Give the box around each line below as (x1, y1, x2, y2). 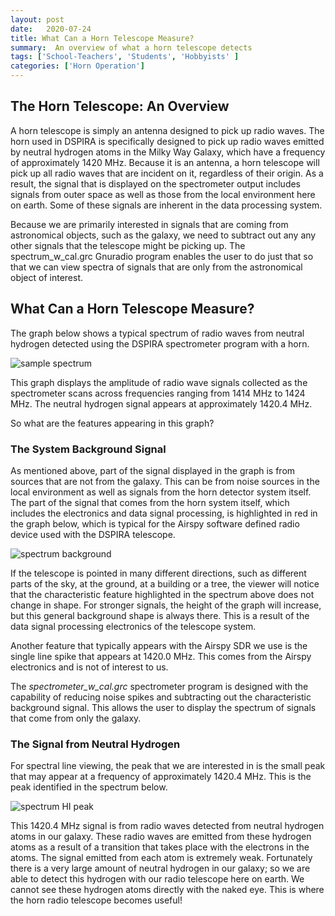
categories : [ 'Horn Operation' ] (10, 61, 145, 71)
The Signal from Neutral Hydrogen (10, 737, 181, 751)
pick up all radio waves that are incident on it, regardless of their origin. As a (10, 167, 324, 179)
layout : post (10, 14, 65, 25)
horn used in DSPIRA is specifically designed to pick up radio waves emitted (10, 135, 325, 147)
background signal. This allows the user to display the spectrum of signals (10, 701, 317, 713)
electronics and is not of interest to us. (10, 661, 169, 673)
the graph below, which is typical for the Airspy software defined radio (10, 517, 300, 530)
